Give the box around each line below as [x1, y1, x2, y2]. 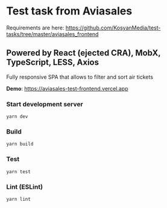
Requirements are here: [6, 24, 65, 31]
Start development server [6, 100, 83, 108]
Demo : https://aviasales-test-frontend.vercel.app [6, 85, 128, 92]
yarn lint [6, 196, 31, 202]
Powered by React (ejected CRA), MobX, [6, 48, 161, 58]
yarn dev [6, 114, 28, 120]
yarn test [6, 168, 31, 175]
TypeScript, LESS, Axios [6, 57, 99, 67]
